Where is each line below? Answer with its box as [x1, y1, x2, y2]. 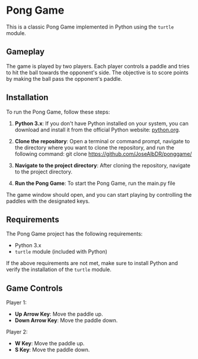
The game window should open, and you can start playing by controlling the [6, 191, 192, 198]
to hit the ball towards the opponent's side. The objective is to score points [6, 69, 189, 76]
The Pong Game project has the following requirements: [6, 230, 143, 238]
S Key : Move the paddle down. [14, 346, 90, 354]
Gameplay [6, 47, 45, 57]
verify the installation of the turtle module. [6, 266, 111, 273]
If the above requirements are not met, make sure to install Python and [6, 260, 178, 267]
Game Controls [6, 283, 63, 293]
